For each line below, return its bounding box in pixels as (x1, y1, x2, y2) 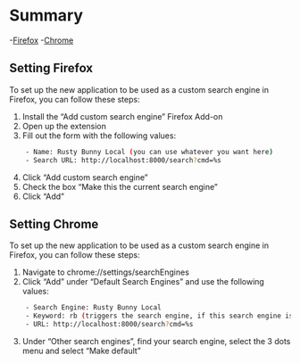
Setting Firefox (9, 61, 94, 76)
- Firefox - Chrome (9, 35, 74, 45)
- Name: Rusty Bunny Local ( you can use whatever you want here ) (25, 147, 274, 156)
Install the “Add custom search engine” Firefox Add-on (21, 111, 223, 121)
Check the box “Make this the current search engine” (21, 181, 219, 192)
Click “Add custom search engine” (21, 171, 149, 183)
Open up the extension (21, 120, 107, 131)
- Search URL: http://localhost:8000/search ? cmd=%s (25, 155, 221, 165)
